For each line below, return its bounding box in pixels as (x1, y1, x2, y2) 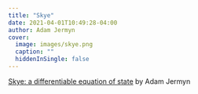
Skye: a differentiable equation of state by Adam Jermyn (8, 76, 191, 86)
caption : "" (15, 48, 55, 56)
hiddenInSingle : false (15, 56, 90, 63)
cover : (8, 33, 30, 42)
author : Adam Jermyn (8, 26, 76, 34)
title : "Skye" (8, 11, 55, 20)
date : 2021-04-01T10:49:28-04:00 (8, 19, 118, 27)
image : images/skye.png (15, 41, 93, 49)
